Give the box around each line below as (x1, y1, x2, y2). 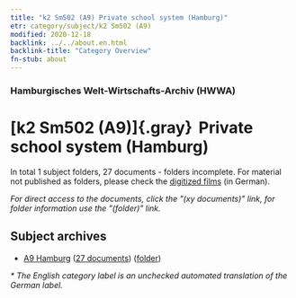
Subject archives (10, 229, 107, 244)
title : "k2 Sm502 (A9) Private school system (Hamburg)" (10, 13, 229, 22)
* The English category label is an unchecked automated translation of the (10, 270, 288, 281)
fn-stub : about (10, 55, 67, 64)
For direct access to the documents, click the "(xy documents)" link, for (10, 193, 275, 204)
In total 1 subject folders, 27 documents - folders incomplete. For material (10, 166, 282, 177)
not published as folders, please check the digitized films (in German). (10, 176, 271, 187)
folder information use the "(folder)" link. (10, 203, 161, 214)
